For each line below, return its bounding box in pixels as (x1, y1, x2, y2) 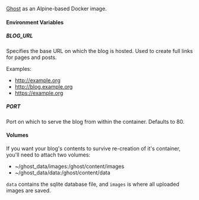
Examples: (6, 65, 31, 72)
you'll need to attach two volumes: (6, 151, 91, 158)
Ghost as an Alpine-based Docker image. (6, 5, 107, 12)
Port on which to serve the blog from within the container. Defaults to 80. (6, 118, 185, 125)
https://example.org (14, 89, 64, 96)
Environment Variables (6, 18, 64, 26)
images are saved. (6, 187, 51, 194)
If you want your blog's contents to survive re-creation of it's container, (6, 145, 181, 152)
